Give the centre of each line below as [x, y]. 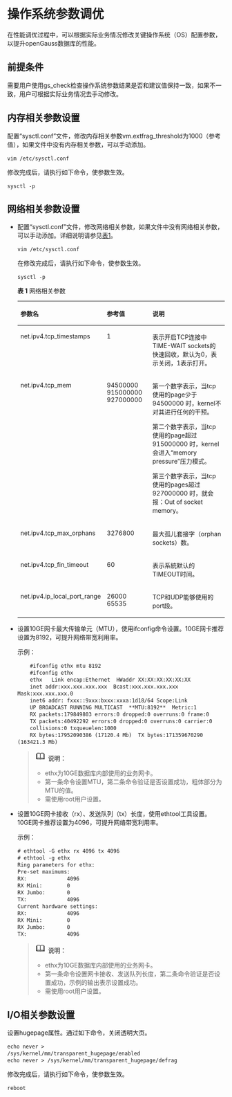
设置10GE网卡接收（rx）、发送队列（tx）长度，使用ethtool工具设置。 [114, 813]
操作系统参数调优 [56, 14]
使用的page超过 [175, 435]
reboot [17, 1088]
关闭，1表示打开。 [185, 363]
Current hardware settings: [57, 906]
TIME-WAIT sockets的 [184, 346]
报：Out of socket [178, 502]
